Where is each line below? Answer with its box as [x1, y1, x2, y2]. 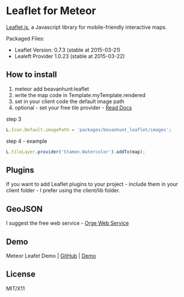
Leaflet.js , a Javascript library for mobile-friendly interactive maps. [6, 24, 167, 31]
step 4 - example [6, 137, 47, 145]
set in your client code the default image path [14, 98, 125, 105]
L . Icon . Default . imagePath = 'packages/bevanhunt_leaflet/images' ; [6, 126, 172, 133]
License [6, 269, 36, 279]
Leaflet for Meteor [6, 4, 97, 18]
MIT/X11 [6, 285, 25, 292]
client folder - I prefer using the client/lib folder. [6, 187, 120, 194]
